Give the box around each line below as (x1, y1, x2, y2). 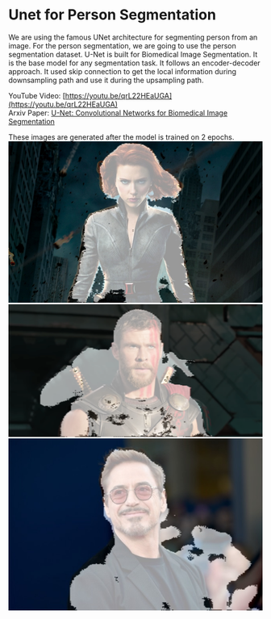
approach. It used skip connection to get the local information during (8, 66, 236, 76)
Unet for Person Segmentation (8, 6, 216, 24)
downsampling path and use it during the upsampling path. (8, 75, 204, 85)
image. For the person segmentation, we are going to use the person (8, 40, 236, 50)
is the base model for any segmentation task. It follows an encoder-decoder (8, 58, 261, 68)
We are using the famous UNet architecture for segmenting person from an (8, 32, 258, 42)
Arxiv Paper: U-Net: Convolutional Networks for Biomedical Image (8, 107, 228, 118)
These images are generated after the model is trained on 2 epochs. (8, 132, 235, 142)
